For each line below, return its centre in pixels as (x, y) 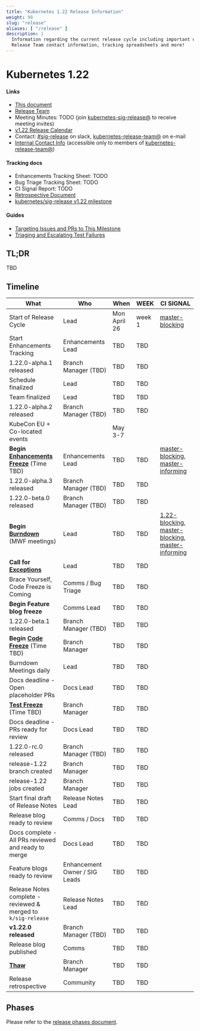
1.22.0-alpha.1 (31, 363)
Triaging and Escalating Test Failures (60, 235)
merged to (24, 912)
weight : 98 (20, 17)
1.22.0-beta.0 (29, 498)
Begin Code (26, 639)
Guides (15, 215)
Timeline (23, 286)
